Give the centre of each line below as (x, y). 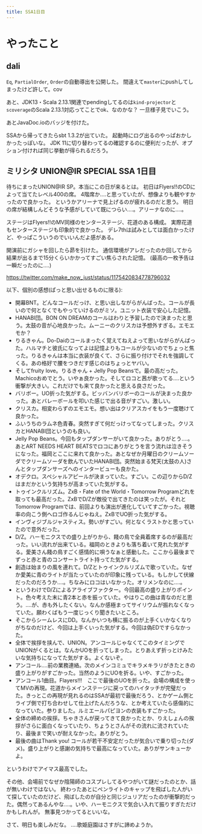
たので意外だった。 (39, 529)
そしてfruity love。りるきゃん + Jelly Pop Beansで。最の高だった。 (98, 371)
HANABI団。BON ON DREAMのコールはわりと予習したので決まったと (101, 318)
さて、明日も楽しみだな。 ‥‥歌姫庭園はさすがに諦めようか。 (81, 825)
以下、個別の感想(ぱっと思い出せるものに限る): (65, 290)
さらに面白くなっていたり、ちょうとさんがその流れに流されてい (105, 726)
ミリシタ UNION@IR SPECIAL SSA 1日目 (81, 171)
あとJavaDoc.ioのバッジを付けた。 (49, 122)
